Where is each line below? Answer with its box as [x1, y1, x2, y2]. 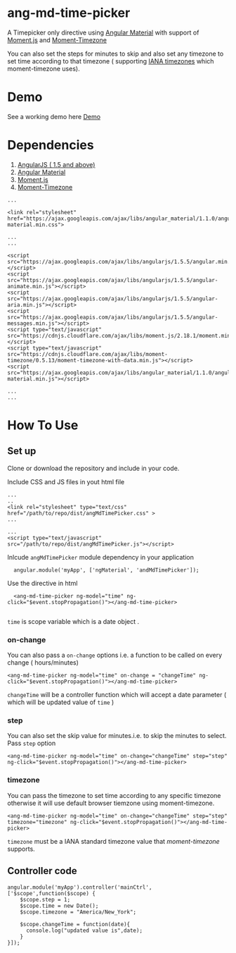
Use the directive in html [7, 579, 78, 587]
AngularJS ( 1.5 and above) [17, 160, 96, 168]
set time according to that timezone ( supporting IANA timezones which [7, 56, 214, 65]
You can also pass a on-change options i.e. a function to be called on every [7, 651, 223, 660]
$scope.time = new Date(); [20, 902, 99, 909]
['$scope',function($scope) [7, 890, 90, 897]
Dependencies [7, 137, 94, 153]
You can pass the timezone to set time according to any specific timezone [7, 791, 221, 799]
